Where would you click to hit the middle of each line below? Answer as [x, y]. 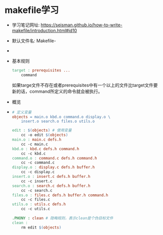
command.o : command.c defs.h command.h [54, 158]
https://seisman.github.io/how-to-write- [81, 25]
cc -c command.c [38, 163]
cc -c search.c [37, 190]
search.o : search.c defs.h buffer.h [51, 186]
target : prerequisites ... [41, 70]
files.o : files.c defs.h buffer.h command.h [60, 195]
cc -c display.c [38, 172]
